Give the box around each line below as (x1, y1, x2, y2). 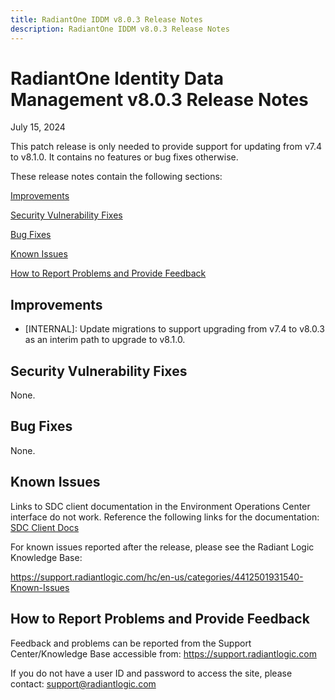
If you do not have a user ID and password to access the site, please (10, 667, 293, 679)
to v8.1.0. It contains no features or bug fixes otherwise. (10, 151, 239, 163)
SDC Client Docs (10, 521, 80, 533)
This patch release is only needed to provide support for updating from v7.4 (10, 141, 322, 153)
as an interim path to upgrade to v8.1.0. (24, 334, 186, 346)
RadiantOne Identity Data (10, 67, 224, 90)
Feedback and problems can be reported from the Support (10, 637, 252, 649)
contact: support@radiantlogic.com (10, 677, 157, 690)
